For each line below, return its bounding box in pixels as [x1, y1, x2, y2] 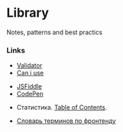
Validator [16, 61, 42, 70]
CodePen [16, 89, 44, 98]
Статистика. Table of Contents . [16, 103, 107, 112]
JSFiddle [16, 82, 42, 91]
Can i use [16, 68, 44, 78]
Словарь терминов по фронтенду [16, 117, 116, 125]
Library [6, 5, 49, 21]
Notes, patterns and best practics [6, 28, 103, 36]
